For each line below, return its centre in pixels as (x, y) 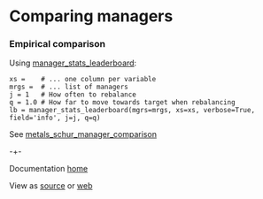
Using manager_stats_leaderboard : (73, 63)
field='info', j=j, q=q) (55, 118)
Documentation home (49, 169)
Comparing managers (91, 16)
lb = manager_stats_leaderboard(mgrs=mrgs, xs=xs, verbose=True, (132, 111)
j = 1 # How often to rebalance (73, 95)
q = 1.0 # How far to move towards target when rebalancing (123, 103)
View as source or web (51, 186)
